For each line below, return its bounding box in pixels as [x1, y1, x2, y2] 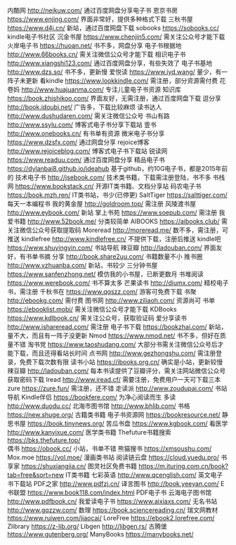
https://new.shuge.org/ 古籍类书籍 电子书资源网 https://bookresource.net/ [7, 411, 221, 418]
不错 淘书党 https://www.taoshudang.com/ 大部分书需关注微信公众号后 [13, 340, 218, 348]
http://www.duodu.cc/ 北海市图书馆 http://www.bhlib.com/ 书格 [7, 402, 190, 410]
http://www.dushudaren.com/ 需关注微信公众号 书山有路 [7, 112, 170, 120]
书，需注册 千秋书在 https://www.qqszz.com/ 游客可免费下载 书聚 [7, 288, 197, 295]
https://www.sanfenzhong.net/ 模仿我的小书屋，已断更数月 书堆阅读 [7, 270, 204, 278]
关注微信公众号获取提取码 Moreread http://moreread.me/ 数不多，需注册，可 [7, 226, 229, 234]
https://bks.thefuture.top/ [7, 436, 81, 444]
